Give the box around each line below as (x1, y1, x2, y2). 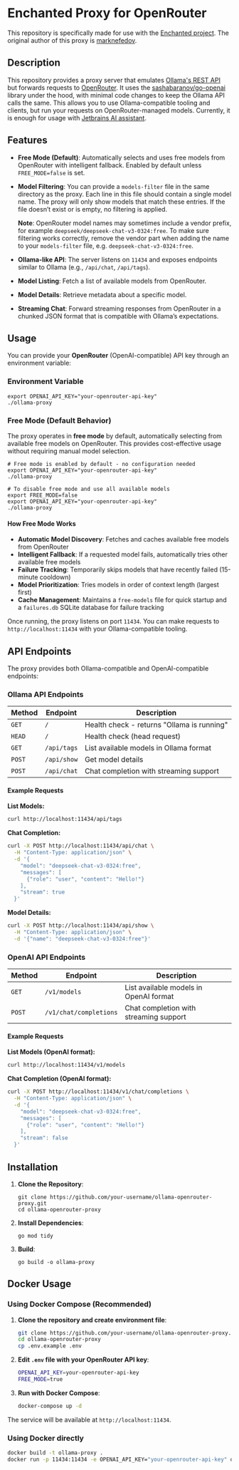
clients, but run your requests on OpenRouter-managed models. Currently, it (7, 105, 230, 115)
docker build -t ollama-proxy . (7, 1449, 103, 1456)
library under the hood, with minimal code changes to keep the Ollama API (7, 90, 225, 99)
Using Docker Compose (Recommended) (7, 1299, 152, 1309)
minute (17, 573, 38, 581)
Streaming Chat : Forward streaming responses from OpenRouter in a (17, 304, 221, 313)
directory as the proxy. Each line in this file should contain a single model (17, 190, 232, 198)
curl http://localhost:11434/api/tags (7, 816, 122, 823)
